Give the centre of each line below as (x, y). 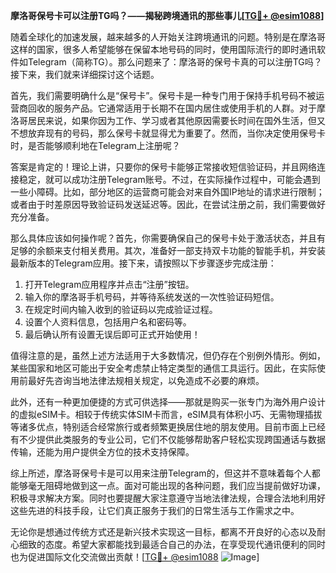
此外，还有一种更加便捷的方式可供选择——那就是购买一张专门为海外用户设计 (168, 402)
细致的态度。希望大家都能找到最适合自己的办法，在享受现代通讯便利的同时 (172, 544)
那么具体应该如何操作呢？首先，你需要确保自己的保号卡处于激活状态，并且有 (168, 238)
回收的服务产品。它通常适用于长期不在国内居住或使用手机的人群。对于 (172, 108)
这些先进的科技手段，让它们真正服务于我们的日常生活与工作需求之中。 (155, 510)
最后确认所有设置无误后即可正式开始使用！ (112, 334)
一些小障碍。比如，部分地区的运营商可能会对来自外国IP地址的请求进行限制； (167, 192)
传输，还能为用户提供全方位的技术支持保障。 (102, 452)
